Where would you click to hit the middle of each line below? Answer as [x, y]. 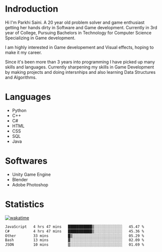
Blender [20, 179]
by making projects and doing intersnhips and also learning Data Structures [81, 72]
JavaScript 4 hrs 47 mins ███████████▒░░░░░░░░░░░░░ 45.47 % [75, 227]
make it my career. [24, 52]
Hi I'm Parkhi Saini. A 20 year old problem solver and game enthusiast [75, 22]
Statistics [25, 204]
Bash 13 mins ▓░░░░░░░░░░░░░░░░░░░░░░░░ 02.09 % [75, 240]
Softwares [26, 161]
